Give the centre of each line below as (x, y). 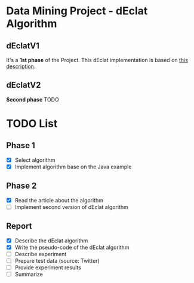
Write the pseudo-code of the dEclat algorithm (72, 247)
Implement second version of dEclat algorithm (71, 207)
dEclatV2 (24, 85)
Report (19, 226)
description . (21, 66)
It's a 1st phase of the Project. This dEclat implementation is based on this (97, 60)
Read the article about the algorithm (59, 200)
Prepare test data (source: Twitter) (57, 260)
